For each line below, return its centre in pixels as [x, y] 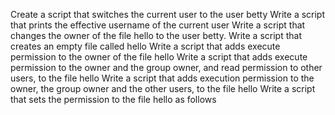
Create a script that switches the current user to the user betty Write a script [168, 14]
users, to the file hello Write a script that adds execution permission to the [162, 78]
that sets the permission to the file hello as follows [113, 99]
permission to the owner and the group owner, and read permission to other [166, 67]
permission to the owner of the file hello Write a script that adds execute [159, 57]
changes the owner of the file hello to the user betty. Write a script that [156, 35]
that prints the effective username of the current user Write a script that [158, 25]
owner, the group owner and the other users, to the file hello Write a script [163, 88]
